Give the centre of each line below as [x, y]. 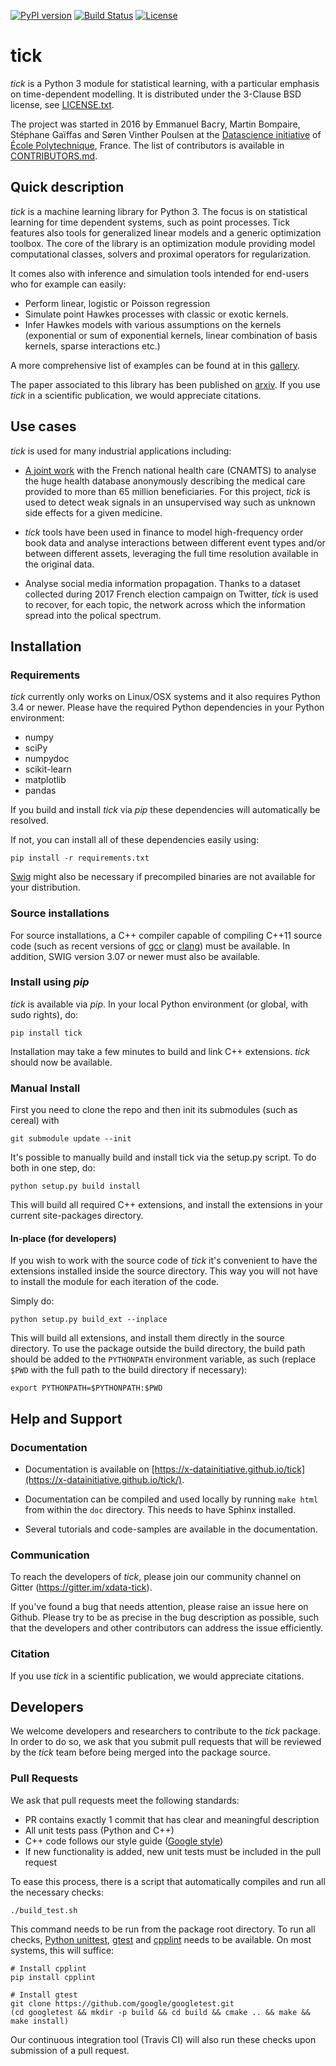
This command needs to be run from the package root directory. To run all [163, 1929]
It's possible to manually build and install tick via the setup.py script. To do [163, 1157]
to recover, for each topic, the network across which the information [165, 604]
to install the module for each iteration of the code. [115, 1282]
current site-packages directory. [77, 1216]
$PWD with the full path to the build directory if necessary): [129, 1370]
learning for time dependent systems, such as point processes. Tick [150, 222]
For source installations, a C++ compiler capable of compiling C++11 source [166, 935]
